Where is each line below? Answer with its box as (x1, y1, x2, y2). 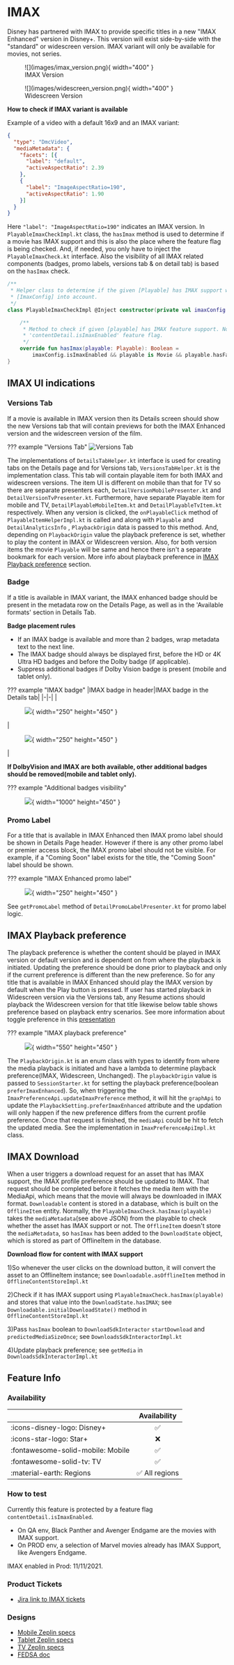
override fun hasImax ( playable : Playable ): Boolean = (19, 345, 179, 353)
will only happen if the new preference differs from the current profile (7, 1108, 207, 1117)
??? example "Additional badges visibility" (7, 783, 127, 792)
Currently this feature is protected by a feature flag (7, 1505, 153, 1514)
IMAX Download (7, 1151, 79, 1163)
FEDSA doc (17, 1650, 51, 1659)
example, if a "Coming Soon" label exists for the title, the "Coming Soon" (7, 853, 216, 862)
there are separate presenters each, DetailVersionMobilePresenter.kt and (7, 486, 221, 494)
